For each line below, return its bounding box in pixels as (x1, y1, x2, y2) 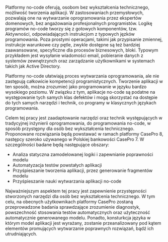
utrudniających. (5, 231, 38, 236)
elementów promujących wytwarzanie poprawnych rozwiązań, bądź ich (5, 225, 154, 231)
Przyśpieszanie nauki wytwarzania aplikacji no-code (12, 178, 122, 184)
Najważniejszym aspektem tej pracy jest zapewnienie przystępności (5, 188, 147, 194)
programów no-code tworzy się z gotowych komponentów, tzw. (5, 26, 137, 32)
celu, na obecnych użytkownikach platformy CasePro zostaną (5, 199, 133, 205)
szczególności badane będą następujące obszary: (5, 142, 110, 148)
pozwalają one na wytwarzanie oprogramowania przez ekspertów (5, 15, 142, 21)
